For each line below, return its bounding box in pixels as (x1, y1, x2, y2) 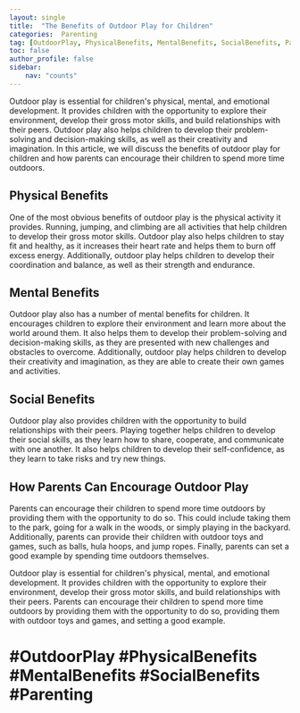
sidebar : (9, 63, 42, 72)
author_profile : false (9, 55, 94, 63)
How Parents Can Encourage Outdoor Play (9, 479, 249, 494)
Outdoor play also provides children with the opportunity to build (9, 415, 247, 426)
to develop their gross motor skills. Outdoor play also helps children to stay (9, 231, 285, 241)
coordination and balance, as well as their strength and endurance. (9, 259, 255, 270)
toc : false (9, 46, 50, 55)
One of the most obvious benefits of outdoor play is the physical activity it (9, 212, 281, 222)
